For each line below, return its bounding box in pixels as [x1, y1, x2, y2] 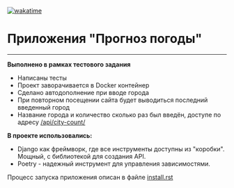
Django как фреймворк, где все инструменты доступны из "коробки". [17, 144, 225, 153]
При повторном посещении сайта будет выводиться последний [17, 96, 208, 104]
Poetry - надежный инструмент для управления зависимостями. [17, 160, 211, 168]
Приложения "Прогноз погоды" [7, 31, 203, 46]
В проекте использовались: [7, 131, 93, 139]
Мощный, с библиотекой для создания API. [17, 152, 146, 160]
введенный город [17, 103, 70, 111]
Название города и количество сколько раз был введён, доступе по [17, 110, 221, 119]
